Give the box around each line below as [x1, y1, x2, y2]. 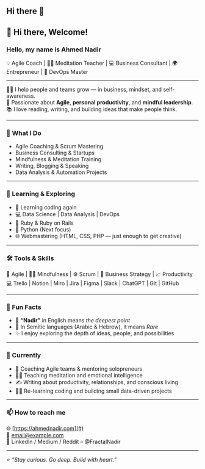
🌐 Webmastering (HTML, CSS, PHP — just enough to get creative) [15, 232, 182, 239]
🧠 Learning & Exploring [6, 190, 75, 198]
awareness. [6, 92, 35, 100]
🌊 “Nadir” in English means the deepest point [15, 317, 130, 324]
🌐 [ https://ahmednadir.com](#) [6, 424, 84, 432]
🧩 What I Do [6, 129, 41, 137]
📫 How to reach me [6, 409, 66, 417]
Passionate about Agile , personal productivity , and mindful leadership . [11, 99, 193, 106]
